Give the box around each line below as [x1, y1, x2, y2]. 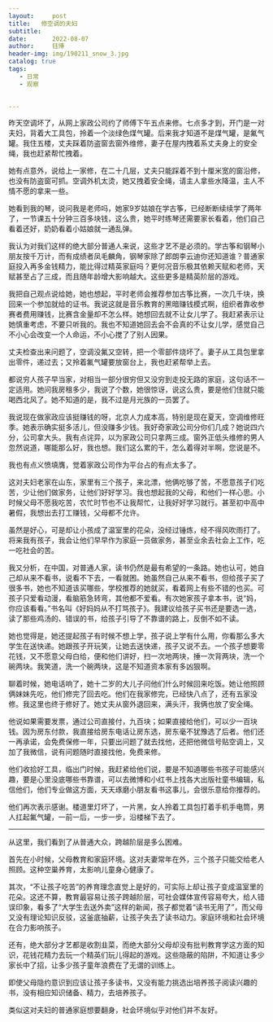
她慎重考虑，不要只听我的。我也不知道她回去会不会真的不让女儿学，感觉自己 [8, 319, 265, 330]
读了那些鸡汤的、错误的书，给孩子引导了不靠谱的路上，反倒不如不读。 [8, 614, 244, 624]
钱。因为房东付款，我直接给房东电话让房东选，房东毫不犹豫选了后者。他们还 [8, 726, 265, 737]
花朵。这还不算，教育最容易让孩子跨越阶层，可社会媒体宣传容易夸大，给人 [8, 893, 258, 902]
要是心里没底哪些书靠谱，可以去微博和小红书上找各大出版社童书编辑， [22, 774, 258, 784]
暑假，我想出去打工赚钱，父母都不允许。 [8, 508, 144, 518]
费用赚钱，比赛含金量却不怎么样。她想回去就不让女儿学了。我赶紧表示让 [22, 309, 265, 319]
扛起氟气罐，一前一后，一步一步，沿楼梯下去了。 [15, 812, 180, 822]
